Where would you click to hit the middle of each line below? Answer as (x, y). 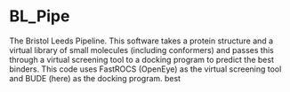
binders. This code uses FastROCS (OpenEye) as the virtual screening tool (145, 69)
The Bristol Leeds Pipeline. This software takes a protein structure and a (141, 41)
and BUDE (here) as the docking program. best (95, 78)
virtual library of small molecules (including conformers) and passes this (141, 50)
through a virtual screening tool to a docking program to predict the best (141, 59)
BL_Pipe (40, 16)
